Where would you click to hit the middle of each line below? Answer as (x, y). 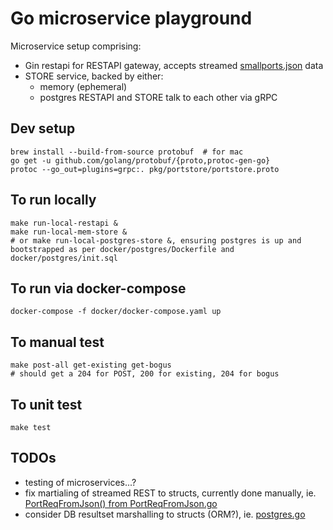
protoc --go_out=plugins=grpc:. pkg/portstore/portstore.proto (145, 169)
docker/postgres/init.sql (64, 258)
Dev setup (43, 128)
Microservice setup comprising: (76, 46)
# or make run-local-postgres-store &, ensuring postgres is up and (156, 240)
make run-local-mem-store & (69, 232)
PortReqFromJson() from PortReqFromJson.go (121, 503)
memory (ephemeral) (83, 86)
